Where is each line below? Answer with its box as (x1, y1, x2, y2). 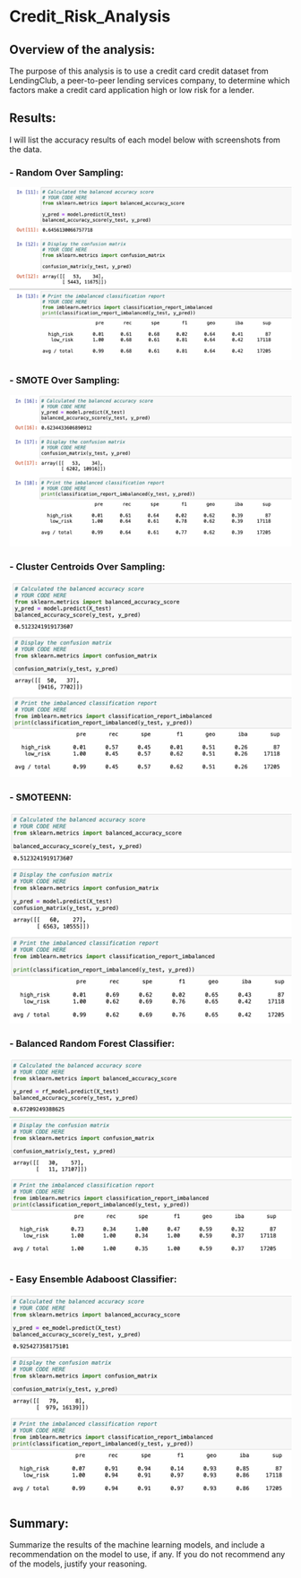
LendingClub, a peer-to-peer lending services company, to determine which (9, 75, 290, 86)
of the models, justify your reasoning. (9, 1558, 148, 1569)
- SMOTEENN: (9, 791, 72, 803)
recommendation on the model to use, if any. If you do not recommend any (9, 1549, 286, 1560)
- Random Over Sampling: (9, 166, 124, 178)
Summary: (9, 1515, 69, 1531)
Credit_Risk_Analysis (9, 6, 171, 27)
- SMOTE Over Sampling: (9, 373, 120, 386)
